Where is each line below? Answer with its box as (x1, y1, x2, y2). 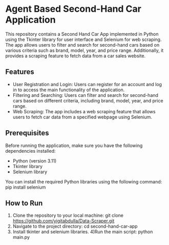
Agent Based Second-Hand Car (5, 3, 142, 15)
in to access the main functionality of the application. (12, 87, 125, 93)
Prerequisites (5, 129, 49, 137)
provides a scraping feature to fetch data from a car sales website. (5, 52, 146, 59)
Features (5, 68, 34, 76)
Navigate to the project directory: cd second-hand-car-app (12, 223, 138, 230)
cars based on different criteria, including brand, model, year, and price (12, 97, 163, 104)
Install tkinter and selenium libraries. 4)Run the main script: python (12, 229, 153, 235)
